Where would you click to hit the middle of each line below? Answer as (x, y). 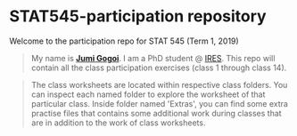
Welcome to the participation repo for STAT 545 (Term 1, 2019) (124, 41)
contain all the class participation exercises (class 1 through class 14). (159, 68)
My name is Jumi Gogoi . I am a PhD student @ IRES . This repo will (153, 58)
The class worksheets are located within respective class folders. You (159, 84)
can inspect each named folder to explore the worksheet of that (148, 94)
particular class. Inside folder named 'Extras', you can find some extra (159, 103)
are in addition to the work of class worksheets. (118, 123)
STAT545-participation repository (138, 16)
